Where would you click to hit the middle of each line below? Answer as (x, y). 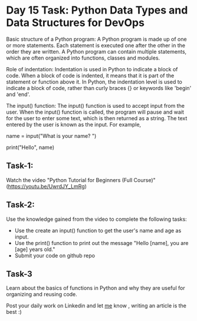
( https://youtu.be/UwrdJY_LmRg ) (47, 186)
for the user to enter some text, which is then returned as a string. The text (97, 118)
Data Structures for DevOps (75, 23)
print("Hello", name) (30, 147)
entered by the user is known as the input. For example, (74, 124)
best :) (14, 312)
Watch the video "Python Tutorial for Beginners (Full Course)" (81, 180)
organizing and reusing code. (42, 294)
